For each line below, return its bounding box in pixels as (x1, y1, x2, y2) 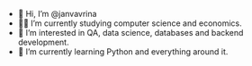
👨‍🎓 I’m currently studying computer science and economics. (17, 18, 243, 29)
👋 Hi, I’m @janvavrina (17, 9, 97, 19)
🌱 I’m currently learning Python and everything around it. (17, 46, 229, 57)
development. (17, 37, 69, 47)
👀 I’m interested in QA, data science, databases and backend (17, 28, 244, 37)
